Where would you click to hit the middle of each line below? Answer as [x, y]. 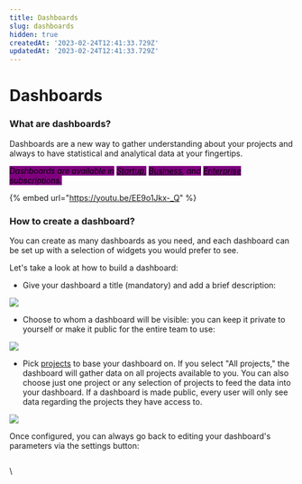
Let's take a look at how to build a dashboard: [94, 268]
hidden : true [34, 34]
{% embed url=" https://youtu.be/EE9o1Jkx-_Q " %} [103, 197]
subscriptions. [36, 180]
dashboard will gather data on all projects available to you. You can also [156, 373]
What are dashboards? [60, 124]
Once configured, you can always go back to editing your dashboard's [140, 436]
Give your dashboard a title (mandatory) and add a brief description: [149, 285]
